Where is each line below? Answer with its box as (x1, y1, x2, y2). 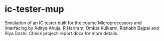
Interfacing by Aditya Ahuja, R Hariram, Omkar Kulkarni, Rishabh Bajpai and (4, 25, 159, 31)
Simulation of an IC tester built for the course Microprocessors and (4, 20, 142, 26)
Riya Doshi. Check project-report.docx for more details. (4, 30, 119, 36)
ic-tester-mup (4, 3, 64, 15)
